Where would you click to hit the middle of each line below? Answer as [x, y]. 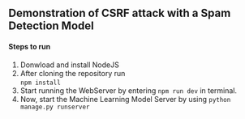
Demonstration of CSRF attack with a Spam [120, 13]
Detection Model [52, 26]
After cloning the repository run [73, 73]
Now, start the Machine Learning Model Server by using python [125, 99]
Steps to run [30, 46]
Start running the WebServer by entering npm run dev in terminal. [129, 90]
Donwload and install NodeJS [69, 65]
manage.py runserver [55, 107]
